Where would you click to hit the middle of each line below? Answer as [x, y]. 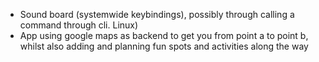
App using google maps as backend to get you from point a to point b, [164, 35]
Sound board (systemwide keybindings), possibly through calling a [157, 14]
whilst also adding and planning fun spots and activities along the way [164, 46]
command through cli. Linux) [79, 25]
